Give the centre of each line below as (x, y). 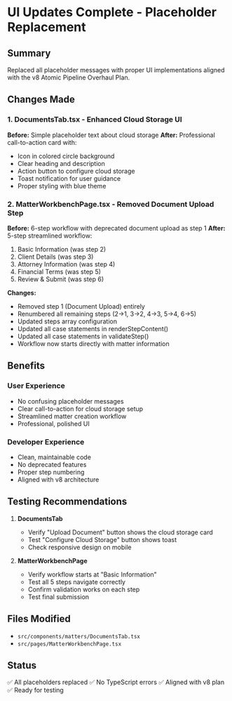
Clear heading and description (61, 163)
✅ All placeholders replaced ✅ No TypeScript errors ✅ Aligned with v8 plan (116, 682)
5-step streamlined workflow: (50, 236)
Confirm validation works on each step (84, 589)
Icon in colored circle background (66, 156)
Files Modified (39, 619)
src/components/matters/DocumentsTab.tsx (79, 636)
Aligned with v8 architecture (58, 480)
